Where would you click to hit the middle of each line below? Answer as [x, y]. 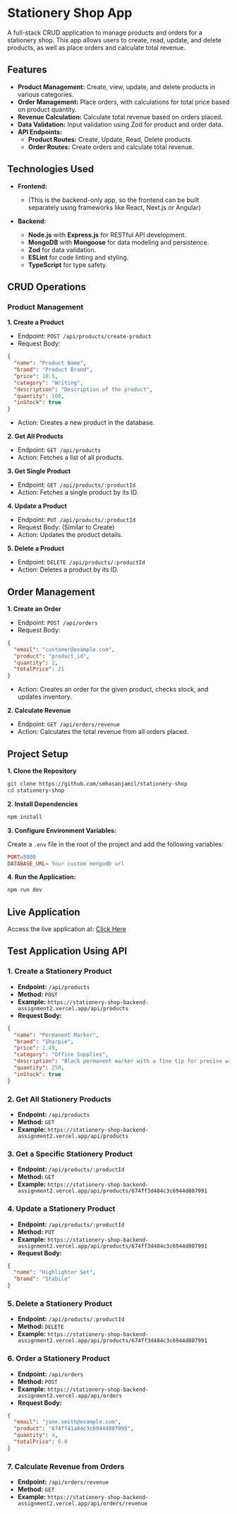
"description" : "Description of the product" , [83, 389]
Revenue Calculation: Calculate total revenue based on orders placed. [120, 117]
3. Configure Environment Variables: [62, 830]
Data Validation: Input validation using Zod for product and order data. [120, 124]
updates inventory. [45, 697]
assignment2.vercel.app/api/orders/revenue [83, 1504]
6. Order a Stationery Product [59, 1359]
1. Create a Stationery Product [60, 971]
